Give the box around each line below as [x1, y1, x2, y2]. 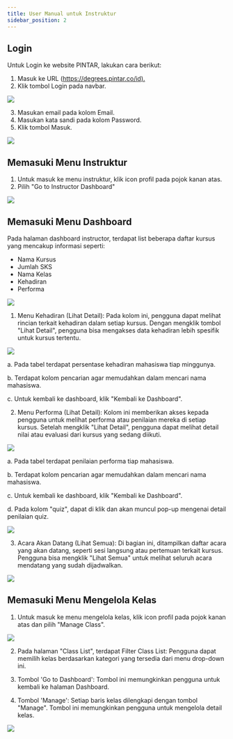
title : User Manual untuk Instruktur [7, 10, 117, 17]
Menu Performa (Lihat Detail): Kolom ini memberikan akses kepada [17, 408, 209, 416]
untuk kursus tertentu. [17, 333, 81, 342]
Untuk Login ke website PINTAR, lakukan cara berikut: [7, 61, 162, 70]
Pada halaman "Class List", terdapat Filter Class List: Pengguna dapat [17, 646, 217, 655]
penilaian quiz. [7, 512, 49, 520]
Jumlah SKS [17, 262, 53, 271]
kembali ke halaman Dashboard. [17, 683, 110, 691]
